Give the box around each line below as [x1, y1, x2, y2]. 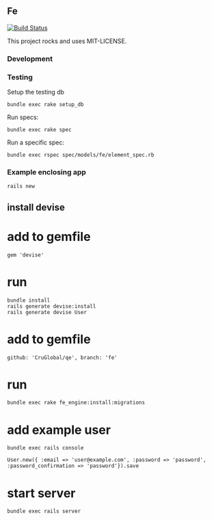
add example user [7, 422, 111, 437]
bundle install [7, 297, 51, 304]
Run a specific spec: [7, 138, 65, 146]
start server [7, 485, 76, 501]
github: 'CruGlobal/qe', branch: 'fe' [7, 354, 118, 361]
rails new [7, 183, 36, 190]
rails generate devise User [7, 309, 88, 315]
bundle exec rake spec [7, 127, 72, 133]
